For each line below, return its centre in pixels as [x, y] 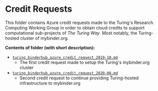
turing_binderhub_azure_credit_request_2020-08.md [65, 73]
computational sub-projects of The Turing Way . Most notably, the [71, 33]
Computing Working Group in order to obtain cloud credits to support [75, 27]
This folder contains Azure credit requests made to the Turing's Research [79, 23]
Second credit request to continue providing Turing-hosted [79, 78]
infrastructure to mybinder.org [50, 83]
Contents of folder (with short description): [50, 47]
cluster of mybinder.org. [45, 38]
